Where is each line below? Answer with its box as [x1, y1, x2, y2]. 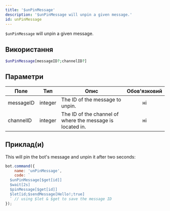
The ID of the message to [61, 96, 121, 103]
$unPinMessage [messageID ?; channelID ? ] [5, 59, 87, 64]
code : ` [14, 173, 30, 178]
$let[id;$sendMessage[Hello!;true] [10, 191, 85, 197]
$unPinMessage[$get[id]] [10, 178, 62, 183]
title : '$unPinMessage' [5, 7, 56, 13]
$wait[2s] [10, 182, 30, 187]
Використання [5, 45, 54, 54]
